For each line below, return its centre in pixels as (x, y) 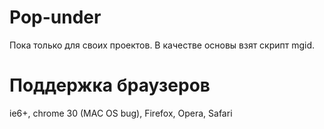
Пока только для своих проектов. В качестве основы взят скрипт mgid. (162, 45)
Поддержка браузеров (110, 85)
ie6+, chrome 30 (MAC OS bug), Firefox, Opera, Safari (121, 113)
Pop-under (55, 17)
